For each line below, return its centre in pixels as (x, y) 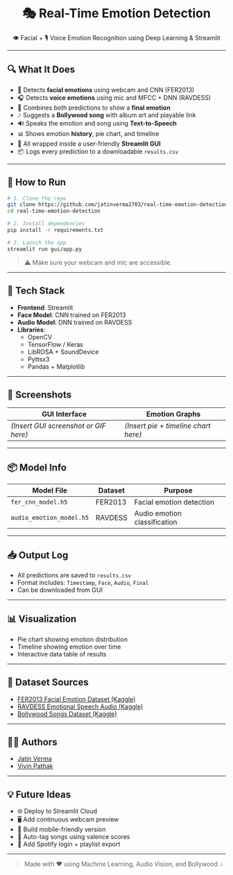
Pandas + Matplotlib (56, 366)
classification (156, 523)
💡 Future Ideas (39, 794)
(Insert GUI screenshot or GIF (58, 426)
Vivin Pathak (35, 766)
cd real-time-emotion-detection (54, 211)
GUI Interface (64, 414)
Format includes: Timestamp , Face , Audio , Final (83, 582)
